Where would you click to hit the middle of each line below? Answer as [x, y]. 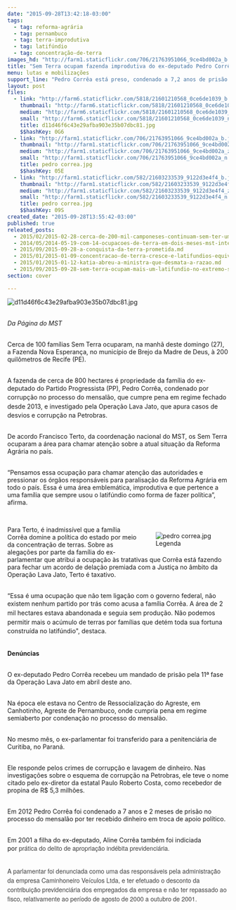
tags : [15, 20]
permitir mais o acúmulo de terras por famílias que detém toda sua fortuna [115, 622]
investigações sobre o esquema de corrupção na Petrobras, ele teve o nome [118, 775]
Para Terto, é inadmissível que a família [64, 530]
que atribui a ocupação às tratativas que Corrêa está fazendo [133, 560]
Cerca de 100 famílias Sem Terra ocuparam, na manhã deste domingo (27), [116, 344]
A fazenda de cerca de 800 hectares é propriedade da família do [101, 380]
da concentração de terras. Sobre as [60, 545]
